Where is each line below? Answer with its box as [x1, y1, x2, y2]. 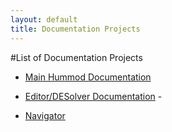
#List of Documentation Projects [10, 51, 143, 63]
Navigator [24, 109, 66, 121]
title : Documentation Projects [10, 24, 141, 34]
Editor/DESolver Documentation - [24, 90, 163, 102]
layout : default [10, 14, 78, 25]
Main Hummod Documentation [24, 71, 152, 83]
